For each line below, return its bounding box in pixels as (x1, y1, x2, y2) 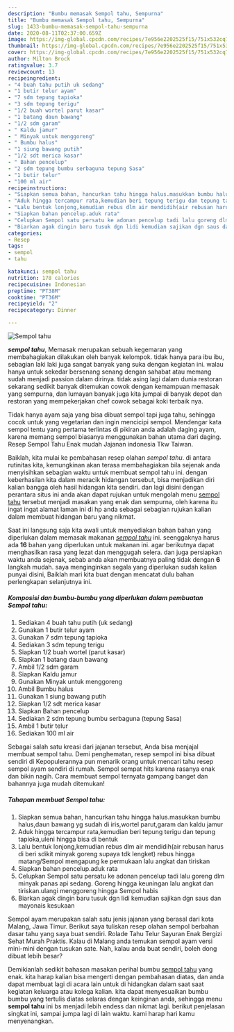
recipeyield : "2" (8, 300, 58, 308)
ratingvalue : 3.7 (8, 62, 58, 69)
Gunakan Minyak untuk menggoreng (17, 677, 123, 685)
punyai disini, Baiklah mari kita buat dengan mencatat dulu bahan (8, 570, 194, 579)
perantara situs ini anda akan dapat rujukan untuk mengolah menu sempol (8, 490, 220, 499)
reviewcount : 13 (8, 68, 55, 75)
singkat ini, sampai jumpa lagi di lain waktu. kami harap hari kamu (8, 1009, 195, 1017)
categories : (8, 230, 42, 237)
